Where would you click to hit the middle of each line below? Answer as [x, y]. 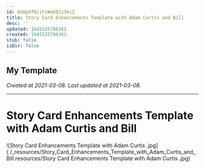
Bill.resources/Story [31, 158]
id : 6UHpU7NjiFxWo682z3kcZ [41, 12]
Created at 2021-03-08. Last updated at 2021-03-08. [74, 85]
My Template [32, 71]
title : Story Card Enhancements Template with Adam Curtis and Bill [95, 18]
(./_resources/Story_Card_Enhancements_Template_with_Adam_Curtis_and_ [101, 152]
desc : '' [17, 23]
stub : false [21, 40]
